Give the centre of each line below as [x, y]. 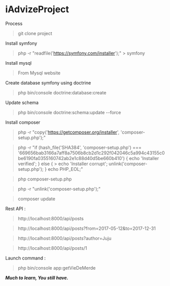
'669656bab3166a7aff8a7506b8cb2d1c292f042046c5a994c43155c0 [91, 153]
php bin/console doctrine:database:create [62, 92]
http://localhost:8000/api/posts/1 [52, 248]
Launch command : [26, 258]
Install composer [23, 122]
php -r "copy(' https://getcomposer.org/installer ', [69, 132]
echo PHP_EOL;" [65, 169]
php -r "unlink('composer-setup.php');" [59, 189]
